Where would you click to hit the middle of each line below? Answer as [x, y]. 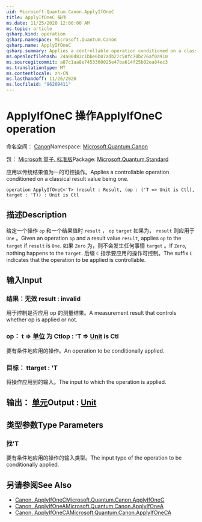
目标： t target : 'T [32, 368]
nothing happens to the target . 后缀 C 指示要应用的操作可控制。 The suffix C [99, 253]
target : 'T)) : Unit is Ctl [43, 195]
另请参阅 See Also [39, 485]
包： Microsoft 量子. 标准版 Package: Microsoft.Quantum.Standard [87, 159]
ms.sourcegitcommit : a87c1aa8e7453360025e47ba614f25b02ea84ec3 [87, 62]
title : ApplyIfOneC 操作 [36, 17]
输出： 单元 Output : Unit [51, 403]
